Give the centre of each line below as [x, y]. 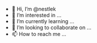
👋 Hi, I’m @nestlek [34, 9]
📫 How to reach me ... [39, 34]
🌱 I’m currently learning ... [43, 21]
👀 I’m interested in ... [36, 15]
